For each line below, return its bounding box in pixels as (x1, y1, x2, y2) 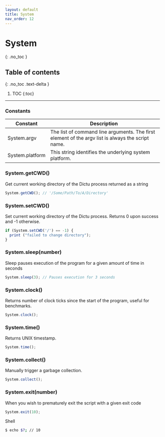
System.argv (7, 135, 37, 142)
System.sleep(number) (5, 249, 62, 256)
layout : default (5, 7, 38, 12)
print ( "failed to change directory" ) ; (9, 232, 91, 238)
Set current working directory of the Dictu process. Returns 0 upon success (5, 213, 159, 219)
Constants (5, 108, 31, 115)
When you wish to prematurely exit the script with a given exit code (5, 400, 141, 406)
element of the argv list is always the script (50, 135, 149, 142)
